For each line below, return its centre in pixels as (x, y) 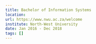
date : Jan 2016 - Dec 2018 (34, 29)
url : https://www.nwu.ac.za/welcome (44, 19)
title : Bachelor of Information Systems (49, 10)
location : (16, 15)
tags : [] (14, 33)
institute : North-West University (42, 24)
